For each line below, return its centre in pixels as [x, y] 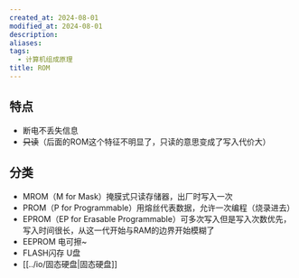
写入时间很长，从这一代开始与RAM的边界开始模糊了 [118, 230]
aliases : [26, 43]
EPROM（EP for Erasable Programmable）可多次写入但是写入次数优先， [157, 218]
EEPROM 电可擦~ [55, 241]
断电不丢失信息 [50, 130]
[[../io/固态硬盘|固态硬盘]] [70, 264]
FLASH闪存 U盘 [51, 253]
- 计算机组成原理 [45, 60]
